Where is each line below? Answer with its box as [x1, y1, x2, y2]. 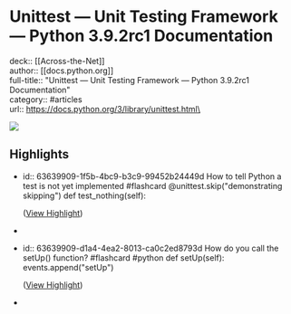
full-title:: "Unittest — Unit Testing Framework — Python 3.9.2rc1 [9, 74, 249, 85]
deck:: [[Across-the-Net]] [9, 55, 105, 66]
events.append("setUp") [22, 262, 114, 272]
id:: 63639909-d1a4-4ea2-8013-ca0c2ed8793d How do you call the [22, 243, 279, 253]
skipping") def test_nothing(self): [22, 190, 147, 201]
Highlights [9, 147, 70, 162]
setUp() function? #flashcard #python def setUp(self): [22, 252, 225, 263]
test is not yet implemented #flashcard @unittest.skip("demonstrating [22, 180, 283, 191]
